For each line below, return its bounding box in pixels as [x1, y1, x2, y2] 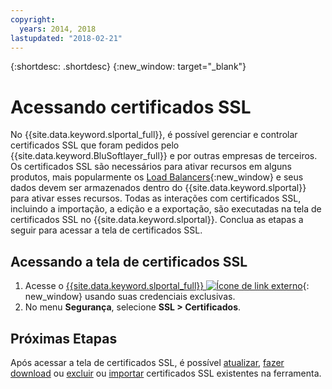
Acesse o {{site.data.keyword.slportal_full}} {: [24, 280, 310, 292]
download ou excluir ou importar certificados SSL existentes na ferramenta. [10, 367, 322, 379]
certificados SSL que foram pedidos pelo [10, 139, 180, 151]
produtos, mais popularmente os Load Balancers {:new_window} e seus [10, 171, 304, 183]
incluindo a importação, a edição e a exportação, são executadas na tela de [10, 203, 322, 215]
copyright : [10, 14, 56, 25]
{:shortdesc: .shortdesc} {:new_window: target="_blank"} [10, 61, 247, 73]
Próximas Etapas [10, 330, 118, 347]
